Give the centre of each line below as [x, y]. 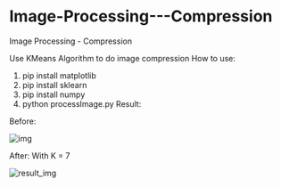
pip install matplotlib [59, 75]
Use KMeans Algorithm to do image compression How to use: [123, 58]
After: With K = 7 [40, 155]
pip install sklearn [54, 85]
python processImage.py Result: [82, 103]
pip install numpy [54, 94]
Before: [23, 121]
